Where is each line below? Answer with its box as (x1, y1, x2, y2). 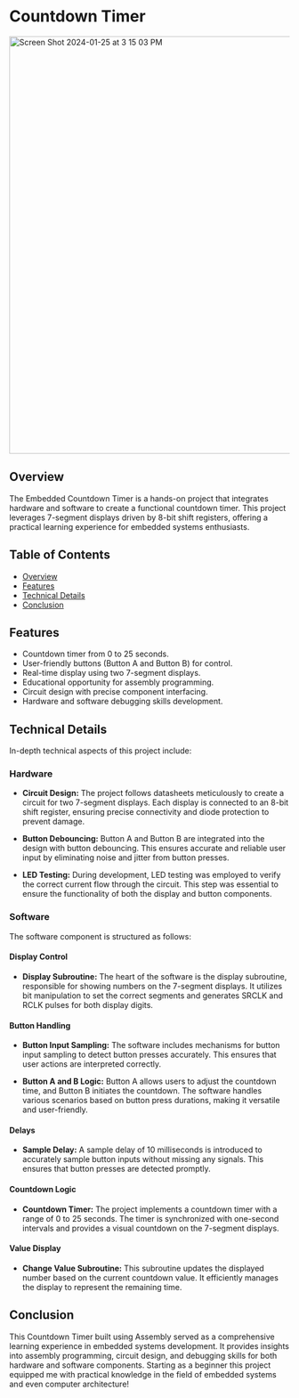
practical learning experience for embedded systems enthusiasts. (9, 521, 250, 532)
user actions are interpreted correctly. (21, 1059, 162, 1069)
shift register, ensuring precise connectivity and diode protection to (21, 807, 270, 817)
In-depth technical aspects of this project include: (9, 745, 192, 756)
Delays (9, 1125, 36, 1135)
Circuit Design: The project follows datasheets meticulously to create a (21, 788, 285, 799)
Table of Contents (9, 548, 111, 563)
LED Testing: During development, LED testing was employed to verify (21, 870, 281, 881)
